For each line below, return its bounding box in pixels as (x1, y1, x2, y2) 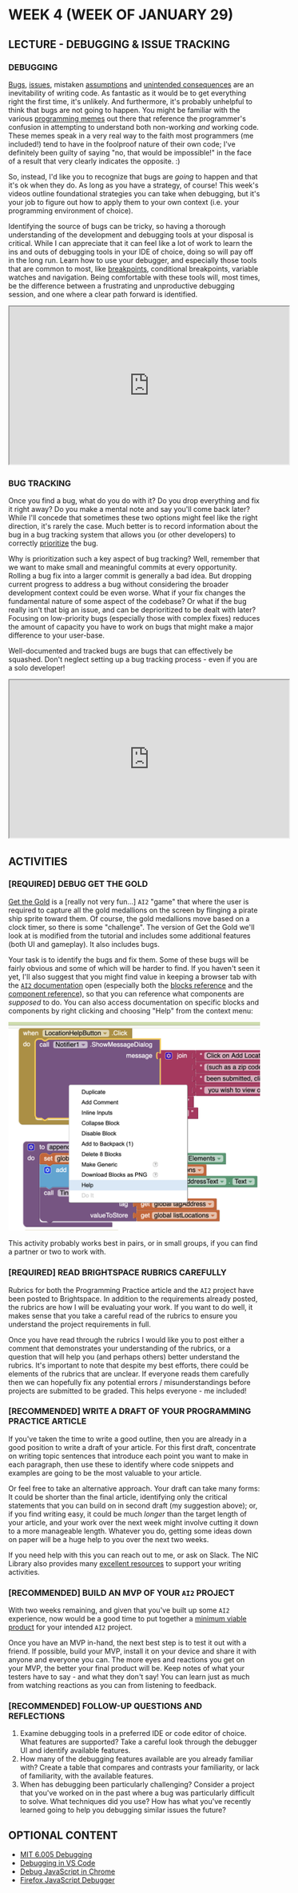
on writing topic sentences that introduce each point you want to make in (8, 1451, 249, 1460)
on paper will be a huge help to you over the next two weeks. (8, 1534, 209, 1544)
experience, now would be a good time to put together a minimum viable (8, 1614, 247, 1624)
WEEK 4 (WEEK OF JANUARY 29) (8, 6, 234, 24)
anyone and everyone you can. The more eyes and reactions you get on (8, 1655, 245, 1665)
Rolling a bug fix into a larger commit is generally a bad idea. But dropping (8, 571, 252, 581)
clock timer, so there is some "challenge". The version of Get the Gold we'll (8, 922, 255, 932)
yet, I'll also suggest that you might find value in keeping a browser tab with (8, 972, 257, 981)
